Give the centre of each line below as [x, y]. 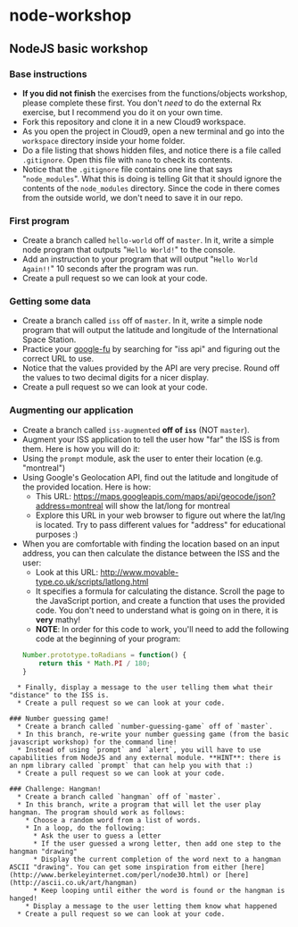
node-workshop [70, 16]
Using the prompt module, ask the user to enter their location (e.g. [142, 458]
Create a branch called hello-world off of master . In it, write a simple [148, 240]
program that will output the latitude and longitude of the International [150, 330]
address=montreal [69, 505]
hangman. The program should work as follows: [97, 813]
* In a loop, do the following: [85, 828]
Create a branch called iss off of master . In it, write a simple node [142, 321]
